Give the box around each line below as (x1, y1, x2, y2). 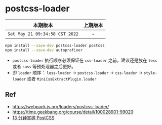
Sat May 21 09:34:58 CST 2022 (7, 31, 79, 37)
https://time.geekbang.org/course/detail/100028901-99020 (12, 109, 134, 115)
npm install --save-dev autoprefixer (5, 47, 83, 52)
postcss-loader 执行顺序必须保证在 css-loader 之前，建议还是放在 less (12, 57, 158, 63)
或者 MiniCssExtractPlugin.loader (27, 76, 97, 82)
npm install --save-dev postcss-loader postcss (5, 43, 105, 48)
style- (143, 70, 157, 76)
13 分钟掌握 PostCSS (12, 115, 55, 121)
